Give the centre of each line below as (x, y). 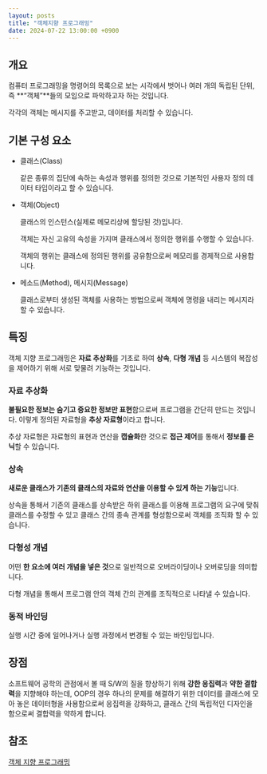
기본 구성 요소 (40, 140)
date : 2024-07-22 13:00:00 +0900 (64, 30)
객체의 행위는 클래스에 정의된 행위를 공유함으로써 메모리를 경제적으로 (126, 256)
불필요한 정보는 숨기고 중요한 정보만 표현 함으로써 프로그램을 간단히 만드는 (122, 410)
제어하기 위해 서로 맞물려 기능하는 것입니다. (84, 367)
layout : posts (32, 16)
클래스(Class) (41, 161)
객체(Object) (40, 205)
